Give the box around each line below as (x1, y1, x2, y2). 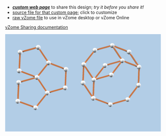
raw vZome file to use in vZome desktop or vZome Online (12, 15, 129, 20)
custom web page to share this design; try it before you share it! (12, 4, 144, 10)
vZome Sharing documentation (5, 24, 68, 30)
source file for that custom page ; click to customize (12, 9, 117, 15)
